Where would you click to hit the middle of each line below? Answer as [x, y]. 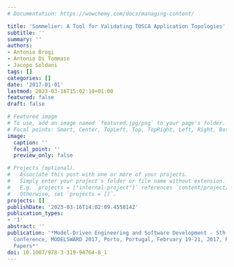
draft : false [26, 104]
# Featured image [32, 117]
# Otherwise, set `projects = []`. [62, 194]
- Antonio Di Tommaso [39, 59]
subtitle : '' [26, 33]
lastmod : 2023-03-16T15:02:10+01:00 [60, 91]
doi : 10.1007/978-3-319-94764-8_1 [57, 252]
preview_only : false [43, 155]
